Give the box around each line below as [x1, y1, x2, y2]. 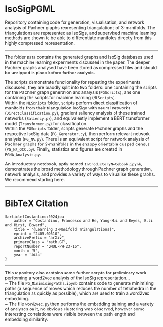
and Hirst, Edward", [5, 222, 47, 227]
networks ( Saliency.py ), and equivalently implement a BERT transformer [5, 115, 150, 121]
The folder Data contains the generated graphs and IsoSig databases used [5, 54, 154, 60]
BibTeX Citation [5, 198, 69, 209]
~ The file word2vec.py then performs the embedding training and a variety [5, 301, 154, 307]
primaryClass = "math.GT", [14, 239, 68, 244]
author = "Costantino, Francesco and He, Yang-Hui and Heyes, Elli [14, 218, 153, 223]
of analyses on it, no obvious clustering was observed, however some [5, 306, 145, 312]
